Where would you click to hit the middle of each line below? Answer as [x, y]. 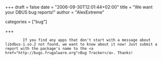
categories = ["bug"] [26, 22]
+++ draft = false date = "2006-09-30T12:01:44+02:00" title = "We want [79, 7]
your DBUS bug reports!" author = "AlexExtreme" [55, 12]
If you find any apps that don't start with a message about [87, 40]
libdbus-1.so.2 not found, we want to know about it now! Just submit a [81, 44]
